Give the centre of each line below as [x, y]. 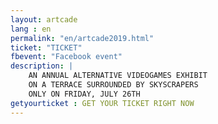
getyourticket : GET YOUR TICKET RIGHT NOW [102, 103]
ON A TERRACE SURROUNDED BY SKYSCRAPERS [113, 85]
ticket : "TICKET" [46, 47]
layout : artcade [44, 19]
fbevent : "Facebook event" [66, 57]
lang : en [31, 29]
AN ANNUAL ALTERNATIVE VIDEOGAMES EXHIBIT [118, 76]
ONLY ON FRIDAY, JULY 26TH [84, 94]
